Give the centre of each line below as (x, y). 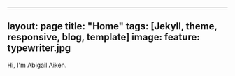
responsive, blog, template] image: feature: (104, 37)
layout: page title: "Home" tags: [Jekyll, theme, (112, 26)
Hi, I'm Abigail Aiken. (37, 65)
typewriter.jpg (39, 48)
